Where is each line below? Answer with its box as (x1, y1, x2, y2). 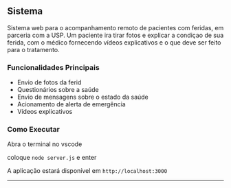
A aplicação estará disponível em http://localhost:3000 (7, 167, 168, 175)
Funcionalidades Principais (7, 62, 100, 72)
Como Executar (7, 125, 60, 134)
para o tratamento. (7, 45, 60, 54)
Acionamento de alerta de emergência (16, 100, 126, 108)
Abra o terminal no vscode (7, 140, 82, 148)
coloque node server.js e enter (7, 154, 97, 162)
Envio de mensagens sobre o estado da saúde (16, 93, 149, 102)
